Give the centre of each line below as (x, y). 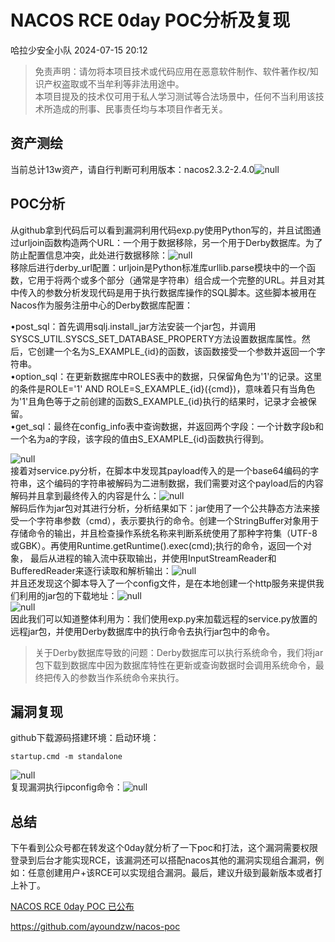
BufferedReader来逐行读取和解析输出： (91, 570)
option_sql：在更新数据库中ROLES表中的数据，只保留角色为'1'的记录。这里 (168, 376)
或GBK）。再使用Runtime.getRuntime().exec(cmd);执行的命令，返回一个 (156, 545)
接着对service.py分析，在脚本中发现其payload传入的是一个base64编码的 (160, 470)
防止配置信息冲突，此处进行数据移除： (89, 255)
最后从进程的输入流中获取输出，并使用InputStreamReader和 (153, 558)
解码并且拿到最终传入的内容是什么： (85, 495)
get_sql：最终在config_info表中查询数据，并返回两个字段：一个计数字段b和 (169, 426)
